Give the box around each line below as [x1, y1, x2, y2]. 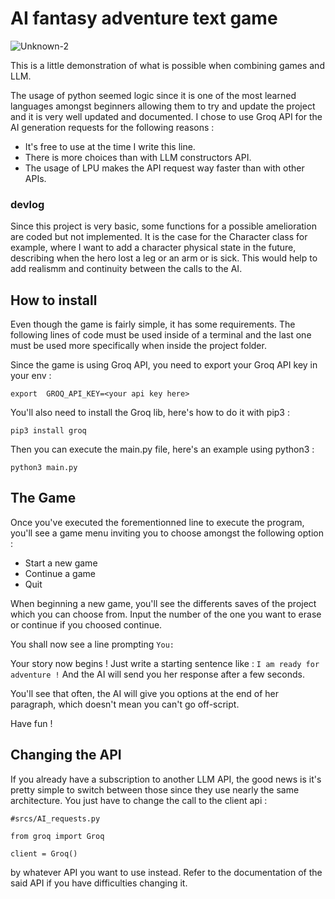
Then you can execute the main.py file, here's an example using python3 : [10, 443, 315, 456]
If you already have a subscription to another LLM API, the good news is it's [10, 773, 322, 785]
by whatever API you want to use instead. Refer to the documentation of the [10, 866, 323, 878]
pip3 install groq [10, 426, 87, 436]
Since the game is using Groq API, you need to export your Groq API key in [10, 359, 318, 371]
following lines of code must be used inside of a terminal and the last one [10, 329, 312, 341]
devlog [10, 197, 45, 211]
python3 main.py [10, 463, 78, 473]
